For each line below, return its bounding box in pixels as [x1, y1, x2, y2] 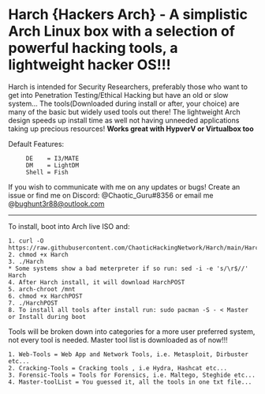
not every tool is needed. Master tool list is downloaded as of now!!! [8, 335, 229, 344]
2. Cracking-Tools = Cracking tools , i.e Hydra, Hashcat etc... [8, 364, 227, 372]
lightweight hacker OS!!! [8, 56, 171, 74]
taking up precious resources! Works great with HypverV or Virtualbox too [8, 124, 254, 133]
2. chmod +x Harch [8, 250, 69, 258]
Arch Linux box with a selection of [8, 22, 235, 40]
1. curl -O [8, 237, 44, 245]
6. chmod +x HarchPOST [8, 292, 83, 300]
